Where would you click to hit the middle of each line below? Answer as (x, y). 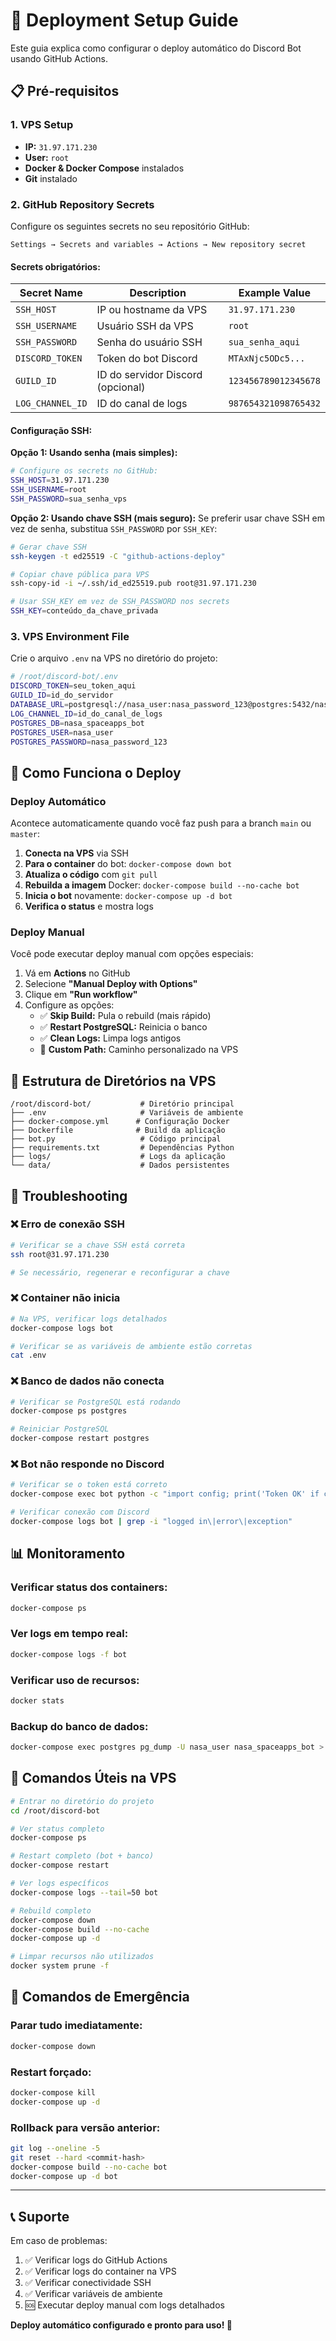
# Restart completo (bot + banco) (82, 1856)
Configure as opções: (69, 1005)
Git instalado (51, 178)
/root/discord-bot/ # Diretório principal (122, 1104)
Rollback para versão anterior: (85, 2127)
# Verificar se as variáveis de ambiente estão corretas (131, 1346)
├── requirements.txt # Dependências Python (122, 1148)
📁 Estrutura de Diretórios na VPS (113, 1080)
